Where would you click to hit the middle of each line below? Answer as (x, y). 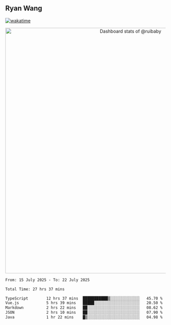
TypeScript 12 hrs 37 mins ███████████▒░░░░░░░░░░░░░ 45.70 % (84, 298)
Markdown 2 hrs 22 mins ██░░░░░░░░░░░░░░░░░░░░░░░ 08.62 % (84, 308)
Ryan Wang (24, 8)
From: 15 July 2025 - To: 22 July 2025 (48, 280)
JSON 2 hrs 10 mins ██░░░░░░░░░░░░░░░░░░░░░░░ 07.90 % (84, 313)
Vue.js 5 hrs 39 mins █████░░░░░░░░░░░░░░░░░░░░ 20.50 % (84, 303)
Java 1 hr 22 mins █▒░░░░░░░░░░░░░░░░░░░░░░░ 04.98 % (84, 317)
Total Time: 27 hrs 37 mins (35, 289)
